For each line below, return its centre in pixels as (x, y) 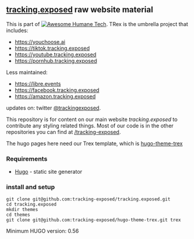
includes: (17, 30)
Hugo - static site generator (48, 172)
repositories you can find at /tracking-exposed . (64, 132)
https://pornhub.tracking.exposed (56, 60)
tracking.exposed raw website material (80, 10)
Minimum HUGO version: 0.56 (43, 231)
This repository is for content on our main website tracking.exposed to (92, 119)
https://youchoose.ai (40, 42)
